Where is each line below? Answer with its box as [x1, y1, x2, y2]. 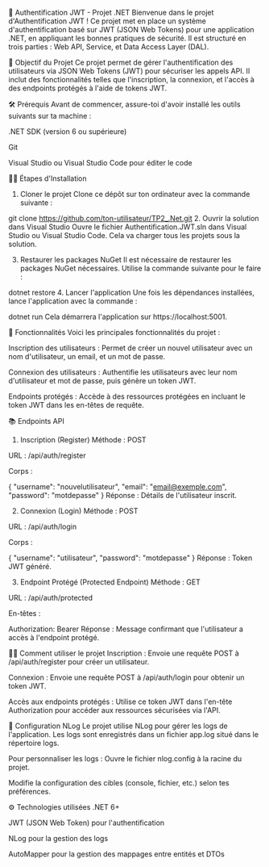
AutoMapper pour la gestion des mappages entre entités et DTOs [8, 849, 226, 859]
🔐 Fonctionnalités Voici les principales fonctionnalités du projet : [8, 328, 221, 337]
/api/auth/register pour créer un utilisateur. [8, 657, 150, 666]
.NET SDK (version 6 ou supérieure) [8, 127, 127, 136]
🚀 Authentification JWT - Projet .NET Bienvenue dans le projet [8, 8, 214, 17]
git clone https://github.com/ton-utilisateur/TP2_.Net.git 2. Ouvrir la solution [8, 214, 259, 223]
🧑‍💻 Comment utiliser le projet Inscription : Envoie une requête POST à [8, 648, 239, 658]
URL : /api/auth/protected [8, 593, 93, 602]
